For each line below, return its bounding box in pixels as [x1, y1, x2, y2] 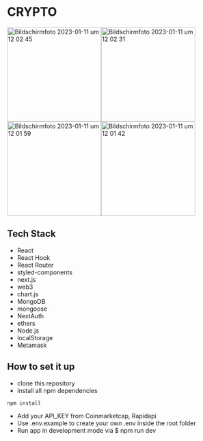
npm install [7, 399, 41, 407]
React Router [16, 261, 54, 269]
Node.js [16, 326, 40, 335]
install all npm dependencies [16, 386, 98, 394]
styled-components [16, 268, 73, 276]
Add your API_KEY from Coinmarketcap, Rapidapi [16, 412, 157, 420]
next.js [16, 275, 36, 283]
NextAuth [16, 311, 44, 320]
